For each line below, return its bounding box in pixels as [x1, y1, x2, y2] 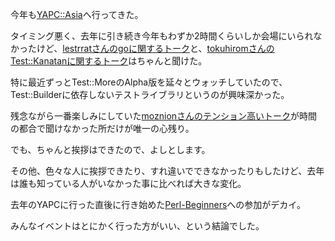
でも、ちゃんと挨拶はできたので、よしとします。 [10, 144, 211, 155]
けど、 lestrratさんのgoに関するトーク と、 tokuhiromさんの [36, 43, 275, 54]
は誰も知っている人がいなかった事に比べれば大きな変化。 [10, 178, 247, 189]
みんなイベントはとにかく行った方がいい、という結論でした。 [10, 220, 265, 232]
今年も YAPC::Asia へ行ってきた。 [10, 9, 144, 20]
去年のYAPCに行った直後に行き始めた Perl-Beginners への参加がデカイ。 [10, 199, 307, 210]
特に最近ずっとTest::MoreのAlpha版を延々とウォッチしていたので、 [10, 76, 288, 88]
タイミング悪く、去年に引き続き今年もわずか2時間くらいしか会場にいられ [10, 30, 314, 42]
